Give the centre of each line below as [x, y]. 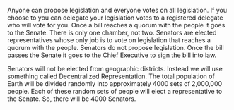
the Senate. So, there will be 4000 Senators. [72, 99]
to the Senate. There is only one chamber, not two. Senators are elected [112, 32]
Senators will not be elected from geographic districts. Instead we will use [115, 69]
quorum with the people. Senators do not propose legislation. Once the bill [116, 48]
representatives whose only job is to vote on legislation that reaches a [109, 40]
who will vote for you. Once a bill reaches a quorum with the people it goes [116, 25]
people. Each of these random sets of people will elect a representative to [115, 91]
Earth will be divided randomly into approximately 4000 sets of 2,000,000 [115, 84]
